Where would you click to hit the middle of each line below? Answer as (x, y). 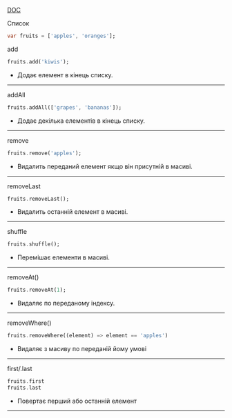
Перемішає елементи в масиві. (64, 257)
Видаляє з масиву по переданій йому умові (82, 349)
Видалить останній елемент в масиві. (72, 212)
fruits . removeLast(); (38, 199)
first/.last (20, 369)
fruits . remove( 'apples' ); (44, 153)
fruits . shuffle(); (33, 244)
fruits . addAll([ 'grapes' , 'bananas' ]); (65, 107)
